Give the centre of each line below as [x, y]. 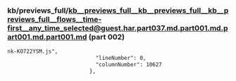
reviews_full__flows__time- [55, 19]
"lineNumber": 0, [121, 58]
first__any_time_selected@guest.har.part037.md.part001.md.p [118, 28]
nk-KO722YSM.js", [33, 51]
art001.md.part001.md [47, 37]
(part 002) [107, 37]
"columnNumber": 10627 [129, 65]
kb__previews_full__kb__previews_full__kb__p [148, 11]
